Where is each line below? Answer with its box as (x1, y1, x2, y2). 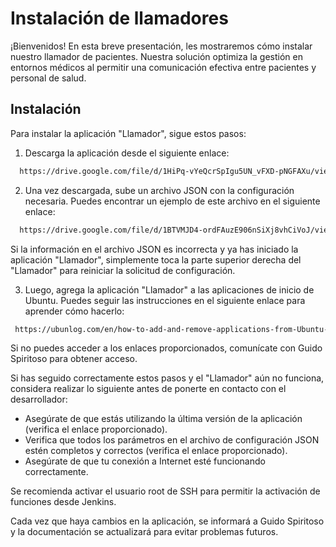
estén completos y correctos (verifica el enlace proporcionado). (24, 445, 288, 457)
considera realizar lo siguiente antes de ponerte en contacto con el (10, 383, 287, 395)
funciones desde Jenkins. (10, 496, 117, 508)
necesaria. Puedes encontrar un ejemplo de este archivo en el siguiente (24, 195, 321, 207)
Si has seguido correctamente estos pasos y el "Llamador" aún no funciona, (10, 372, 325, 384)
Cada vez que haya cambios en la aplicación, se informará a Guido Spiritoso (10, 515, 325, 527)
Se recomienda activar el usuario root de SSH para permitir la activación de (10, 485, 321, 497)
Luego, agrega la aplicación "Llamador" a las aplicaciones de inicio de (24, 283, 315, 296)
